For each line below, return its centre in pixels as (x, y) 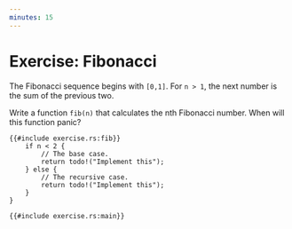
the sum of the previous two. (62, 95)
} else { (41, 170)
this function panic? (45, 122)
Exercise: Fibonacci (83, 61)
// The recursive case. (85, 177)
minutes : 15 (31, 17)
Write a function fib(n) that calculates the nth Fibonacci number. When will (147, 113)
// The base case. (75, 154)
